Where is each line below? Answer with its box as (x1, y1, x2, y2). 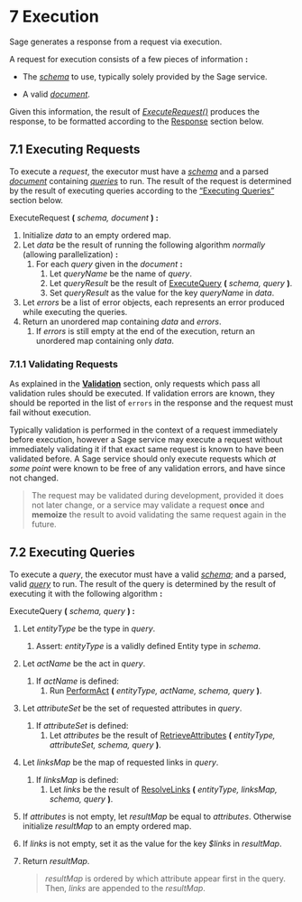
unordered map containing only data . (35, 335, 174, 346)
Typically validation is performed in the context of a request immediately (9, 424, 278, 435)
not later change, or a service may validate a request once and (31, 499, 265, 511)
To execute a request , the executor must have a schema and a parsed (9, 165, 269, 177)
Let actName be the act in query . (22, 657, 146, 669)
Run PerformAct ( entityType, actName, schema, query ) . (49, 684, 262, 696)
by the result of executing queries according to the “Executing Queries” (9, 185, 275, 196)
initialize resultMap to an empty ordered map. (22, 820, 192, 832)
